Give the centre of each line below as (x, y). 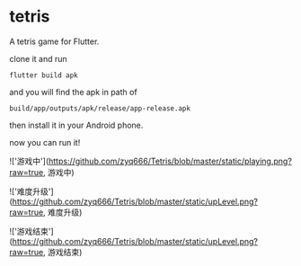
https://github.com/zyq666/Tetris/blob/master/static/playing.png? (170, 161)
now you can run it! (45, 142)
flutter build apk (44, 75)
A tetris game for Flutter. (54, 41)
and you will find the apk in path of (73, 92)
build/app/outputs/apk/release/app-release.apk (100, 108)
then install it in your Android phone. (76, 125)
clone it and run (38, 58)
